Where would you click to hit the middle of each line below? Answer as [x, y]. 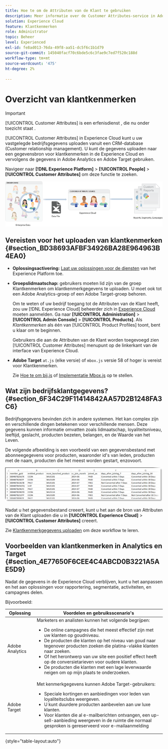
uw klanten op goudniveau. [72, 635]
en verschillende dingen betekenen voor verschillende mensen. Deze [76, 424]
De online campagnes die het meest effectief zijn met [99, 630]
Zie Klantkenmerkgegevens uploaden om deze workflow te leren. [72, 530]
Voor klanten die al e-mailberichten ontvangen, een [97, 715]
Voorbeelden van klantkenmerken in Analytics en [84, 546]
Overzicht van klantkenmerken [71, 99]
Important [15, 113]
